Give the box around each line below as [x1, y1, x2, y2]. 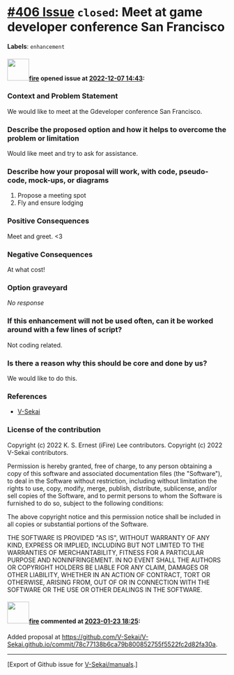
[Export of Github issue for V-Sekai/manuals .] [7, 660, 138, 668]
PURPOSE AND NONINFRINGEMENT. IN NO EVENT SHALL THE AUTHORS [7, 556, 221, 564]
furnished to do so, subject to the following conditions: [7, 499, 164, 507]
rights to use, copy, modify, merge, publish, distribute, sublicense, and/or [7, 484, 217, 493]
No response [7, 298, 45, 307]
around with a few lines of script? [7, 325, 123, 335]
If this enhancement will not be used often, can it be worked [7, 316, 214, 326]
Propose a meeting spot [17, 191, 86, 200]
